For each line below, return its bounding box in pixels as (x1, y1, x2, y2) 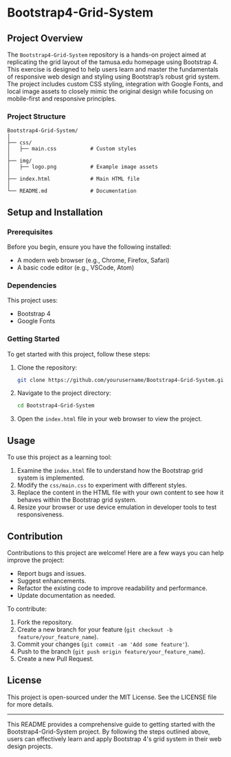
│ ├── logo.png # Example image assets (7, 163, 158, 170)
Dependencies (7, 281, 57, 290)
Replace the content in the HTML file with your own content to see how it (16, 488, 224, 497)
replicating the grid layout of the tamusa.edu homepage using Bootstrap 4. (7, 58, 219, 66)
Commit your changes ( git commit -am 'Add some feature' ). (16, 640, 190, 648)
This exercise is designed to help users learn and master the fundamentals (7, 65, 219, 73)
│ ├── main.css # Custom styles (7, 145, 137, 152)
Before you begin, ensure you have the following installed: (7, 243, 172, 251)
